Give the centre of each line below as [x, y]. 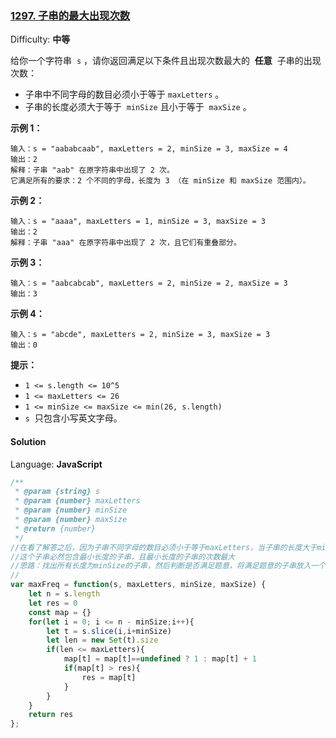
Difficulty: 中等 [40, 39]
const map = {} [60, 612]
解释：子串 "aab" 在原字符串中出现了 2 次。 [92, 170]
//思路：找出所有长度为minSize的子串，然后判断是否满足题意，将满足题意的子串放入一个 [168, 566]
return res [51, 715]
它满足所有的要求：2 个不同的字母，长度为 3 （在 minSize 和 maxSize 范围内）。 [160, 181]
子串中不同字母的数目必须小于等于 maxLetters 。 [124, 94]
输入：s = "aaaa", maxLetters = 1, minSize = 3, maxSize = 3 [138, 222]
